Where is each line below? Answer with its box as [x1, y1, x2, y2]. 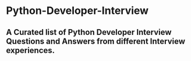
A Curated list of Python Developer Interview [6, 27, 172, 37]
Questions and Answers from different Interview [6, 36, 185, 46]
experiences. [6, 45, 55, 55]
